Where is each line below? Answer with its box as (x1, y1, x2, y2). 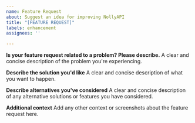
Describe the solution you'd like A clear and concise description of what (6, 69, 183, 76)
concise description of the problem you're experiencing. (6, 58, 142, 65)
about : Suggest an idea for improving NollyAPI (6, 14, 125, 20)
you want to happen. (6, 76, 56, 83)
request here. (6, 111, 39, 118)
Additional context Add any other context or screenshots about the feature (6, 104, 189, 111)
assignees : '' (6, 30, 41, 36)
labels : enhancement (6, 25, 57, 31)
